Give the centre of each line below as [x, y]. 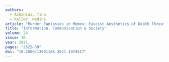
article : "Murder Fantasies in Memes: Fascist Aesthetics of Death [77, 24]
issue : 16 [16, 38]
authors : [14, 10]
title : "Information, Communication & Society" [56, 28]
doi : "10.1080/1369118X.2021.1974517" [46, 51]
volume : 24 [17, 33]
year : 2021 [17, 42]
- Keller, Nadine [28, 19]
